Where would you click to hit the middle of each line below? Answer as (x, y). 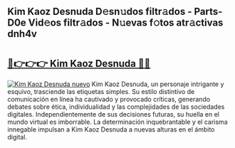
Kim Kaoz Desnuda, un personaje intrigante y (158, 84)
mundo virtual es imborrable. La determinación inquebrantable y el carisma (117, 122)
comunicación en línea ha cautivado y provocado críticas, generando (109, 99)
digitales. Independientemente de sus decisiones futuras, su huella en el (113, 114)
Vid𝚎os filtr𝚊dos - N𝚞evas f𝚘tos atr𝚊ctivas (126, 23)
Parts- (208, 12)
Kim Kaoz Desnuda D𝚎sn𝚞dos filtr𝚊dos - (100, 12)
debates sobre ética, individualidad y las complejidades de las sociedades (116, 107)
